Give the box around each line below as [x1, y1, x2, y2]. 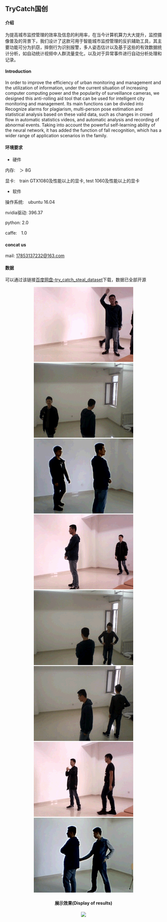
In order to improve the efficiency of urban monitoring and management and [5, 79, 162, 85]
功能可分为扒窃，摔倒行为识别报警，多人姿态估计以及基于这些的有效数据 [9, 44, 158, 50]
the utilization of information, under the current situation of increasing [5, 84, 148, 91]
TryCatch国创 [5, 4, 48, 13]
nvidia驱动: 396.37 [5, 210, 43, 216]
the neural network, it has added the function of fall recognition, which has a [5, 127, 162, 133]
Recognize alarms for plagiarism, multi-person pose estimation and [5, 106, 143, 112]
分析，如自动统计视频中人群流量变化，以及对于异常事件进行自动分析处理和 [9, 50, 162, 56]
